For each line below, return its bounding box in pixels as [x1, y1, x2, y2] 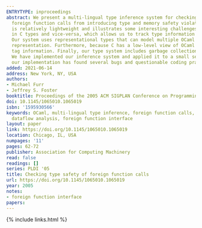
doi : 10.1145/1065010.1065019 [6, 98, 82, 104]
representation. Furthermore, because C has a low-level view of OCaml [11, 43, 195, 49]
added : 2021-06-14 [6, 65, 52, 71]
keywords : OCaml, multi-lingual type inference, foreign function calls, [6, 110, 195, 116]
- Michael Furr [6, 82, 44, 88]
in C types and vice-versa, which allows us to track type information [11, 31, 195, 37]
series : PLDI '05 [6, 166, 50, 172]
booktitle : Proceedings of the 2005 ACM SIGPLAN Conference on [6, 93, 168, 99]
